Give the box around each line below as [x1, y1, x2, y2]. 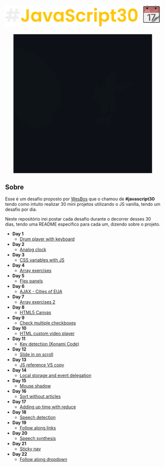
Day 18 [12, 409, 27, 415]
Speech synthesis [19, 435, 56, 441]
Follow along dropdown [19, 457, 67, 463]
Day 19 [12, 420, 27, 426]
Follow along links [19, 425, 56, 431]
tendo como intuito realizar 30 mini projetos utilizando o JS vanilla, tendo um [5, 201, 161, 207]
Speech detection [19, 415, 56, 421]
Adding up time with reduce [19, 404, 76, 410]
